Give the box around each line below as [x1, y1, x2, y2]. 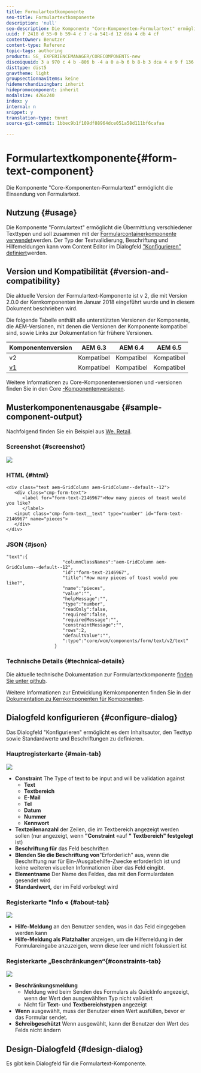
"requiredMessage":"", [62, 617, 119, 623]
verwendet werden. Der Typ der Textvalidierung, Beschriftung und [6, 236, 169, 244]
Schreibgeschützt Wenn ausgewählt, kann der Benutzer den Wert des [14, 1020, 190, 1027]
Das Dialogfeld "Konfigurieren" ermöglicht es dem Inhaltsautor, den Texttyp [6, 729, 193, 736]
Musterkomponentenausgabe [6, 403, 120, 413]
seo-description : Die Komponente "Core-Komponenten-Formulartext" [6, 25, 175, 32]
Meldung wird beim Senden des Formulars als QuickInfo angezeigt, [23, 988, 190, 996]
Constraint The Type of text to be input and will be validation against [14, 775, 185, 782]
